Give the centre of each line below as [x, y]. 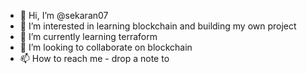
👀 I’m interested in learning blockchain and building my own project [158, 26]
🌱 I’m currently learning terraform [88, 36]
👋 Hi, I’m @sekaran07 [64, 15]
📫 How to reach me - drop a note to [94, 58]
